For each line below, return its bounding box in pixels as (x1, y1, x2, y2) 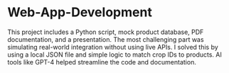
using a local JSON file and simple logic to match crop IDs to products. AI (7, 50, 222, 59)
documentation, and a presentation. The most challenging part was (7, 35, 204, 43)
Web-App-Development (7, 4, 153, 21)
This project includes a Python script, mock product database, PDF (7, 28, 204, 36)
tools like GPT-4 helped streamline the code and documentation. (7, 57, 197, 66)
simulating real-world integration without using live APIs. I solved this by (7, 43, 218, 51)
